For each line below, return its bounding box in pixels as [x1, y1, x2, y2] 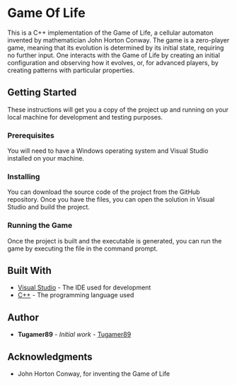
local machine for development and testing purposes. [7, 113, 163, 121]
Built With [7, 265, 52, 277]
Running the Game [7, 221, 73, 231]
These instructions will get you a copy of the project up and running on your [7, 105, 229, 114]
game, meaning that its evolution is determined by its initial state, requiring [7, 43, 224, 52]
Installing [7, 171, 40, 181]
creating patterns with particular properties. [7, 66, 134, 74]
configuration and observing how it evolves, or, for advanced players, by [7, 58, 219, 67]
